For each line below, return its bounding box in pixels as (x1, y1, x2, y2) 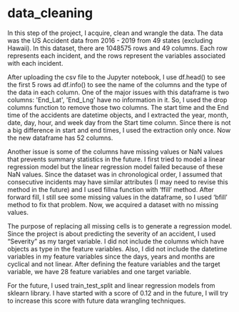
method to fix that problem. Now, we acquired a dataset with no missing (7, 200, 219, 208)
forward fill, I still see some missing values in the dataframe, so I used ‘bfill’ (7, 193, 228, 201)
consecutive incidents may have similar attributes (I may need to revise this (7, 177, 228, 186)
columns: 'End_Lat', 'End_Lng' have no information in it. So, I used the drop (7, 95, 228, 104)
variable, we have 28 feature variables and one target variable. (7, 267, 191, 276)
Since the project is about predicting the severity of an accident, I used (7, 229, 216, 238)
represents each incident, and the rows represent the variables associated (7, 51, 226, 60)
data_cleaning (7, 5, 93, 21)
